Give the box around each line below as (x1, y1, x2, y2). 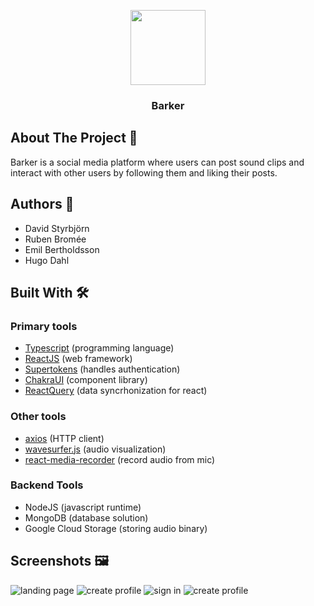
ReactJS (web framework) (24, 353, 133, 365)
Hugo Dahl (24, 254, 70, 266)
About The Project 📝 (10, 130, 138, 147)
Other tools (10, 410, 67, 424)
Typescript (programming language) (24, 342, 175, 354)
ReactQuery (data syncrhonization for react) (24, 385, 208, 397)
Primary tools (10, 319, 78, 333)
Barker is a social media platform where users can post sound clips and (10, 156, 305, 168)
